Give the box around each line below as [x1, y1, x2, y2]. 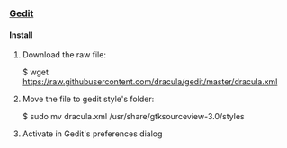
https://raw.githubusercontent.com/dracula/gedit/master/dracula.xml [22, 76, 278, 87]
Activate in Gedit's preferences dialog [22, 128, 163, 139]
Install [9, 30, 33, 40]
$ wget [22, 66, 49, 78]
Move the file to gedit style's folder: [22, 93, 155, 105]
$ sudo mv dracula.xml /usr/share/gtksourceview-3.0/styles [22, 111, 245, 122]
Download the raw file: [22, 49, 106, 60]
